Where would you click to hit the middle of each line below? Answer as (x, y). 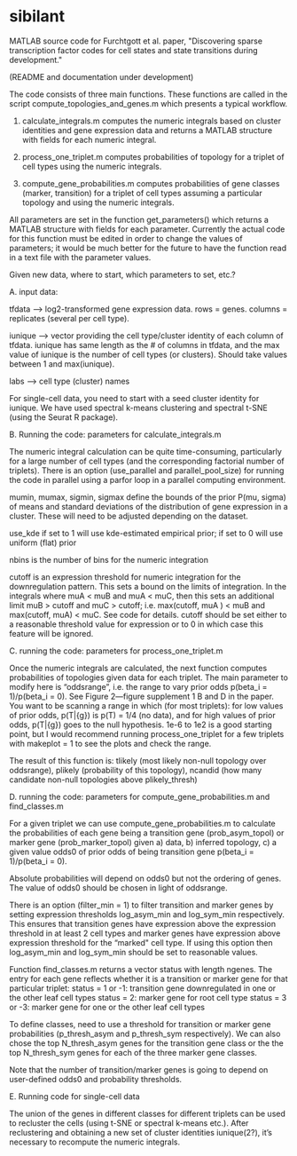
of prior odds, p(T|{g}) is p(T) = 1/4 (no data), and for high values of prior (143, 715)
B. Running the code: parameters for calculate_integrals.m (115, 434)
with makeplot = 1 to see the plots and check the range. (110, 743)
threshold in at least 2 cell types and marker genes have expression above (145, 933)
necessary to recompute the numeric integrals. (95, 1142)
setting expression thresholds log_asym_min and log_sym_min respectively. (147, 914)
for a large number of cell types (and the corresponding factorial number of (147, 461)
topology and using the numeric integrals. (98, 202)
